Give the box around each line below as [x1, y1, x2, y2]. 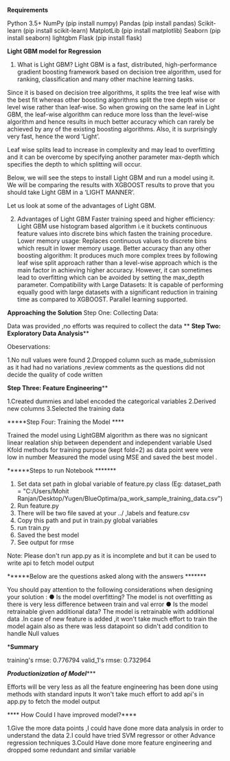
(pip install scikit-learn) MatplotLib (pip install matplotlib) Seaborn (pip [23, 27, 221, 34]
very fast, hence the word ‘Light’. [7, 132, 100, 140]
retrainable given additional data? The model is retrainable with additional [7, 608, 214, 615]
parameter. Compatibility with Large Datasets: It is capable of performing [16, 281, 224, 288]
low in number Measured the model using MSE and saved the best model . [7, 453, 218, 461]
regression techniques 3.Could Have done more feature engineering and [7, 739, 212, 747]
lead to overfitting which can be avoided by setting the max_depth [16, 273, 205, 281]
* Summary [7, 643, 39, 651]
